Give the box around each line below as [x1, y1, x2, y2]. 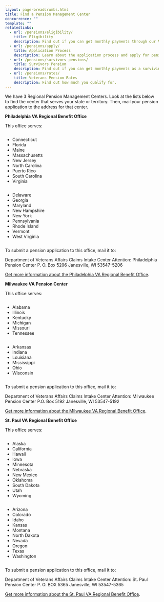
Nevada [12, 537, 28, 543]
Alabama [12, 304, 30, 310]
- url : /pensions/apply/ [9, 44, 60, 48]
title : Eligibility [14, 35, 54, 40]
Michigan [12, 320, 31, 325]
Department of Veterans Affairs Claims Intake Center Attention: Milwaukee [5, 393, 155, 399]
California [12, 446, 32, 452]
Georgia [12, 197, 28, 203]
